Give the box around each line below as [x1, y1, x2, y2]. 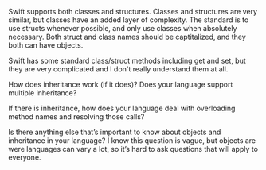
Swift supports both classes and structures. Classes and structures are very [8, 7, 257, 16]
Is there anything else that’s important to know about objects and [8, 127, 221, 137]
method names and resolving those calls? [8, 112, 145, 122]
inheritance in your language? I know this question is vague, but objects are [8, 136, 256, 145]
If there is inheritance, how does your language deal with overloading [8, 103, 236, 113]
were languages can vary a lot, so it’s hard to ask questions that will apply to [8, 145, 259, 153]
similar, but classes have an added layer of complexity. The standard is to [8, 15, 249, 25]
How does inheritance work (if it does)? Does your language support [8, 79, 233, 89]
